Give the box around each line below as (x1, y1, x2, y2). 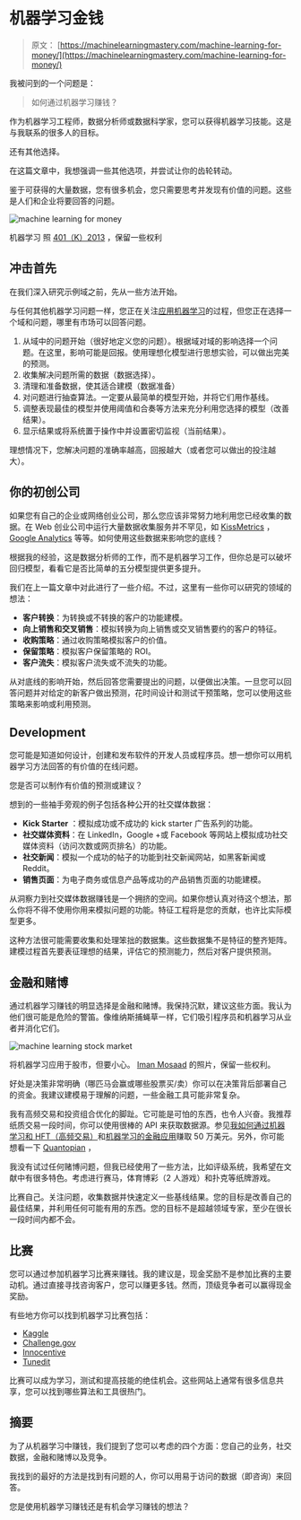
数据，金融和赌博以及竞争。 (9, 1451, 112, 1463)
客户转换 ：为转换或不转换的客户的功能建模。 (21, 612, 188, 623)
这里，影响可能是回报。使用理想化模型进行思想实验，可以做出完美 (46, 346, 289, 357)
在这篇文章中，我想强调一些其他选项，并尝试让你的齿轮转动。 (9, 165, 237, 176)
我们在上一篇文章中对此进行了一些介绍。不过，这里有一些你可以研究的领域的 (9, 581, 292, 592)
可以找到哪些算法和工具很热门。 (32, 1386, 150, 1396)
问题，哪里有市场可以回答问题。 (32, 316, 150, 328)
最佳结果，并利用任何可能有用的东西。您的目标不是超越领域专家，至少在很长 (9, 1203, 292, 1214)
